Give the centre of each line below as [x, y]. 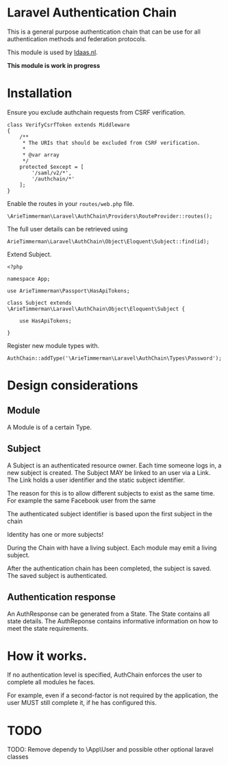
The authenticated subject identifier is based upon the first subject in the [110, 513]
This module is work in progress [54, 65]
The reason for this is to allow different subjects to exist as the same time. [111, 493]
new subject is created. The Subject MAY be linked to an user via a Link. [109, 472]
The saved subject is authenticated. [58, 575]
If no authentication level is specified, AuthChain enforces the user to [105, 675]
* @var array [41, 155]
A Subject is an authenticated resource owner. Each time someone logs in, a [114, 465]
